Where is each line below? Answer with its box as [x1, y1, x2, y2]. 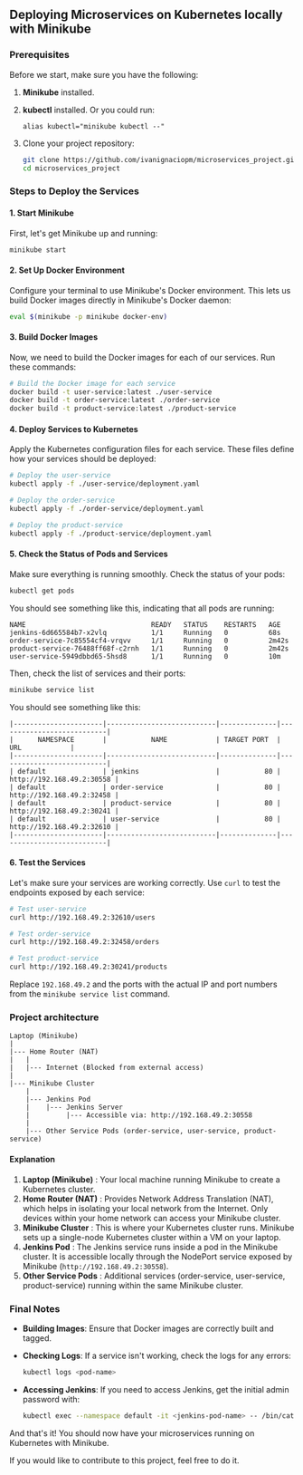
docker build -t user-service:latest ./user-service [9, 387, 213, 397]
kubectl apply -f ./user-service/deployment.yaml [9, 479, 201, 488]
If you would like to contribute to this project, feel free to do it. [9, 1454, 240, 1466]
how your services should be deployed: [9, 453, 156, 465]
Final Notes [9, 1302, 61, 1315]
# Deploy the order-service [9, 496, 116, 506]
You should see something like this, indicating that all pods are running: [9, 603, 275, 613]
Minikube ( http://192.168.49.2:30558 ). [22, 1260, 169, 1271]
